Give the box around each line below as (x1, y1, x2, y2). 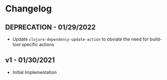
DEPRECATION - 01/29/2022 (5, 23, 96, 31)
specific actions (21, 41, 54, 47)
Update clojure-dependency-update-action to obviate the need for (12, 36, 149, 42)
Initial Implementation (12, 69, 57, 75)
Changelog (5, 3, 52, 14)
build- (149, 36, 162, 42)
